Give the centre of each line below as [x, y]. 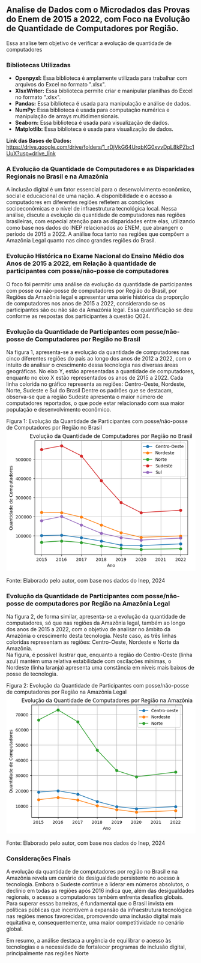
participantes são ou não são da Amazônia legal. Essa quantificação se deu [100, 310]
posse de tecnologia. [32, 674]
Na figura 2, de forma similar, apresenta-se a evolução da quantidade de [96, 617]
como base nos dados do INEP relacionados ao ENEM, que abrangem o [95, 228]
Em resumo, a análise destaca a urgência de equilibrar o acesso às [89, 941]
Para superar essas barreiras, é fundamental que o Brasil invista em [90, 904]
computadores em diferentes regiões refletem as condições [80, 202]
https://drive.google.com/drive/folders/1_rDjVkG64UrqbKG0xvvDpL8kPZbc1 [100, 147]
